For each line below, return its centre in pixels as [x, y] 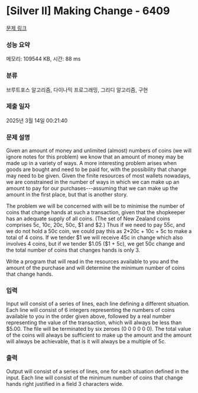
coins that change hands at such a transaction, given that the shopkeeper [96, 212]
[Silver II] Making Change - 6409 [88, 11]
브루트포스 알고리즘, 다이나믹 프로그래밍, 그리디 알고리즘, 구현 [77, 89]
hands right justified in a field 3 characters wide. [65, 384]
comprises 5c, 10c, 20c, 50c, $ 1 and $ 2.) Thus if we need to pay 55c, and [96, 225]
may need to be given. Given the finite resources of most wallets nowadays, [98, 176]
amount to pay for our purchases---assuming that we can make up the [92, 188]
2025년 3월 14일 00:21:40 [37, 120]
